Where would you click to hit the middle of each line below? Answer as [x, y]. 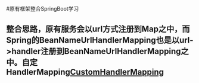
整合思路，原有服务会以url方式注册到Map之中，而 [98, 29]
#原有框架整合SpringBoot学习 [43, 9]
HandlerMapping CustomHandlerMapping [85, 72]
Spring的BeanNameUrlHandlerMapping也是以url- [100, 40]
